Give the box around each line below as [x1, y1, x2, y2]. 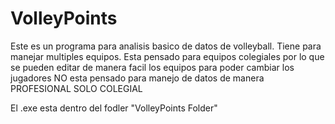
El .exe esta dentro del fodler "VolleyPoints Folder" [10, 102, 218, 114]
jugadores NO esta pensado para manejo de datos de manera [10, 72, 265, 84]
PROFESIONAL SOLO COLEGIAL [10, 82, 143, 94]
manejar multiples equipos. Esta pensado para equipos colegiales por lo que [10, 50, 325, 62]
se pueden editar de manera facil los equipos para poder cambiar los [10, 61, 295, 73]
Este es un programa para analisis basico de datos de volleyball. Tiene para [10, 40, 322, 52]
